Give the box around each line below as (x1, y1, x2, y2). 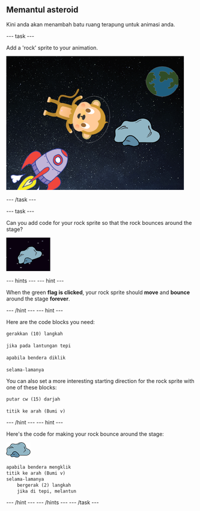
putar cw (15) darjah (6, 396, 61, 402)
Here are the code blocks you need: (6, 318, 95, 325)
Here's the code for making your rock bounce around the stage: (6, 430, 164, 438)
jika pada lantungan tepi (6, 343, 71, 349)
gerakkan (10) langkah (6, 331, 63, 337)
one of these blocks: (6, 384, 57, 391)
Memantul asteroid (6, 5, 79, 15)
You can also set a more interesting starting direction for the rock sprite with (6, 377, 195, 384)
